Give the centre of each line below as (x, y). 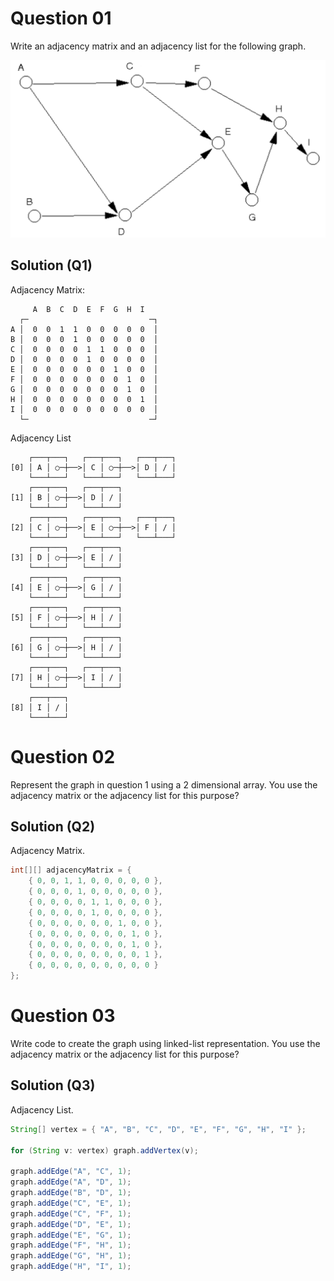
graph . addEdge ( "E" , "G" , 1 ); (71, 1235)
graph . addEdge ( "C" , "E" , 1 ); (71, 1203)
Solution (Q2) (53, 827)
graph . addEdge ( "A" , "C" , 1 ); (71, 1172)
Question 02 (63, 756)
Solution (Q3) (53, 1085)
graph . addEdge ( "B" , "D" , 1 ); (71, 1193)
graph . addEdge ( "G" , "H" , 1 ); (71, 1256)
